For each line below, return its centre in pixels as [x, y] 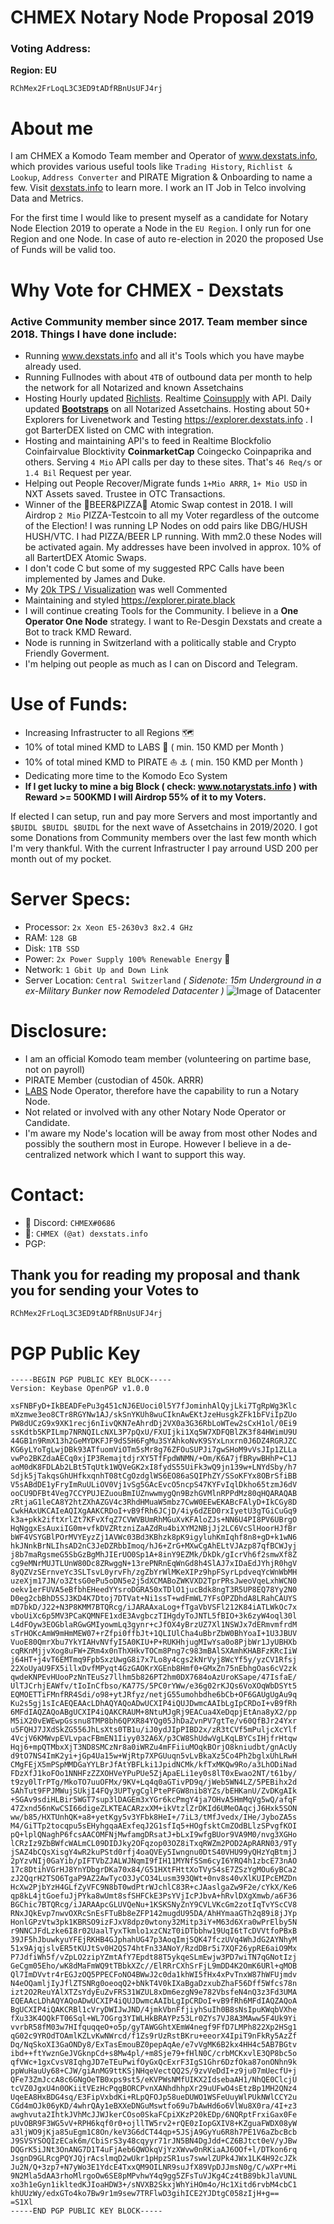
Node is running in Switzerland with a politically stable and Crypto [160, 642]
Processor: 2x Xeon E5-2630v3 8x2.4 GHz [109, 927]
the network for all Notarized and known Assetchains [134, 387]
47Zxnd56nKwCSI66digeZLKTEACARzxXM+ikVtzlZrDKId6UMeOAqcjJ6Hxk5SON [154, 1809]
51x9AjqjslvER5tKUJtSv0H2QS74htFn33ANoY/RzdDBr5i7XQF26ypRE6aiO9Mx [154, 1949]
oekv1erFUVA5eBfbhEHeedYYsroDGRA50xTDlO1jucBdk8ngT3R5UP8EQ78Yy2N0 [154, 1590]
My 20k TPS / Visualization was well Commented [126, 589]
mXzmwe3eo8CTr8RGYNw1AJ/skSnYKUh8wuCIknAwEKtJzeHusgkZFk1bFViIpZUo [154, 1415]
